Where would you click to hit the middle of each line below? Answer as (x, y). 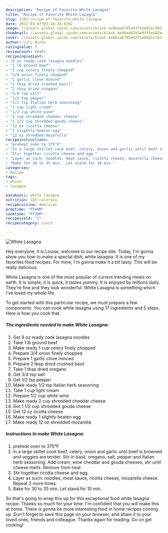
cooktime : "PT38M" (25, 214)
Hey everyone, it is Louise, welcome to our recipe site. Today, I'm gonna (80, 251)
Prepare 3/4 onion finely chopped (48, 353)
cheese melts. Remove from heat (47, 467)
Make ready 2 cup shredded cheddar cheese (59, 401)
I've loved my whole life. (30, 293)
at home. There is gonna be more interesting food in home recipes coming (82, 509)
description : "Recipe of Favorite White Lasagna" (58, 10)
